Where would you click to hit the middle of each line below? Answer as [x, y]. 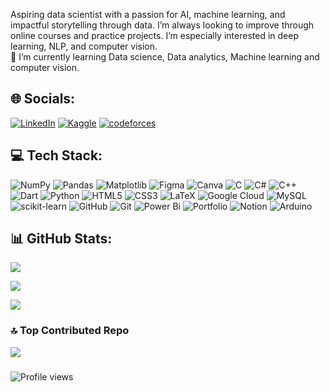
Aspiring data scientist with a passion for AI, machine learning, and [148, 14]
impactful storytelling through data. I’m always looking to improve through [162, 25]
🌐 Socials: [43, 99]
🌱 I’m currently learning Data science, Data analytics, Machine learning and [165, 57]
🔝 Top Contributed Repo [70, 331]
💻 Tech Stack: [56, 155]
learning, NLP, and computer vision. [84, 46]
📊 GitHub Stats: [61, 239]
